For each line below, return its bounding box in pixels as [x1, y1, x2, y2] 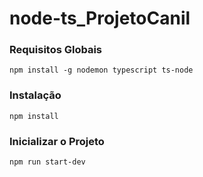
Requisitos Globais [9, 43, 103, 57]
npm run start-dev [9, 157, 86, 167]
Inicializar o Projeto [9, 134, 105, 148]
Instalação [9, 88, 62, 102]
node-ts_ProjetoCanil [9, 7, 191, 30]
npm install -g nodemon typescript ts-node [9, 65, 194, 76]
